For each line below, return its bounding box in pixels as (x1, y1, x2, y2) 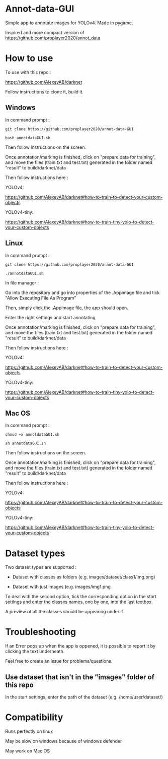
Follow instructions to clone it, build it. (5, 89, 84, 95)
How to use (5, 52, 53, 64)
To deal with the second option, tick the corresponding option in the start (5, 594, 157, 600)
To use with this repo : (5, 69, 51, 75)
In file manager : (5, 279, 39, 285)
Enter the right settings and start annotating (5, 314, 96, 320)
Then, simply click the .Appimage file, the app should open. (5, 305, 128, 311)
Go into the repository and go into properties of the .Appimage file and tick (5, 289, 160, 296)
